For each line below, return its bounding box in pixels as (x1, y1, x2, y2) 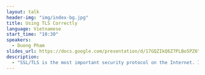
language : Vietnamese (6, 25, 62, 32)
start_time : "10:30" (6, 31, 59, 37)
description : (6, 54, 40, 60)
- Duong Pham (12, 43, 45, 49)
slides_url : (6, 48, 37, 54)
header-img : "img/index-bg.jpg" (6, 15, 88, 21)
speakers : (6, 37, 32, 43)
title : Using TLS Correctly (6, 20, 78, 26)
